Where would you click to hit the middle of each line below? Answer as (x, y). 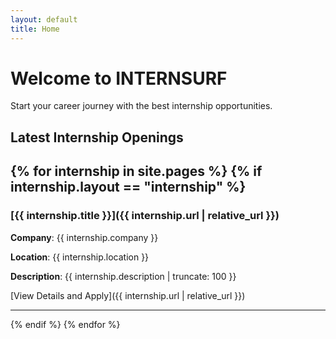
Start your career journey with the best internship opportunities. (141, 106)
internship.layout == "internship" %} (128, 187)
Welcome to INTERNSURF (119, 78)
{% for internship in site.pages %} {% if (136, 171)
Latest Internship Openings (97, 137)
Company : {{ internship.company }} (84, 237)
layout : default (44, 19)
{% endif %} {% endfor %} (65, 324)
